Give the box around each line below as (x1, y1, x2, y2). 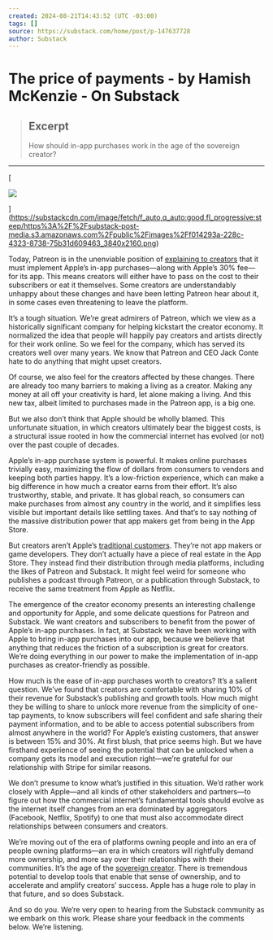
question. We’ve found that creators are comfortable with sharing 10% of (8, 684, 252, 694)
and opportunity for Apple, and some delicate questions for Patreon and (8, 608, 249, 619)
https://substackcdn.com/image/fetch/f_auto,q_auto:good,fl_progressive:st (11, 212, 262, 222)
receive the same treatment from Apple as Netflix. (8, 584, 175, 594)
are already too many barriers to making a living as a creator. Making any (8, 381, 253, 391)
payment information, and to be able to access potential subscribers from (8, 719, 254, 729)
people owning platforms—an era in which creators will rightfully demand (8, 846, 253, 855)
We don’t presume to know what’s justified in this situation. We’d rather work (8, 778, 264, 788)
